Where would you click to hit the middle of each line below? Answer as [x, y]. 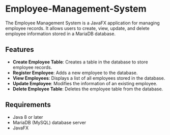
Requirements [28, 105]
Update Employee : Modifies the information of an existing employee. [85, 83]
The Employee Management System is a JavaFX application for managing [83, 23]
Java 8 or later [28, 117]
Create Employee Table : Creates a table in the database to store [80, 62]
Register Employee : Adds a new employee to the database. [75, 73]
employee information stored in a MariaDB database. [61, 33]
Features [20, 49]
